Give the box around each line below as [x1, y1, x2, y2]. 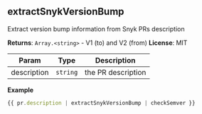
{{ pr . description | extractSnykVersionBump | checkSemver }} [7, 99, 196, 106]
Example [7, 85, 34, 94]
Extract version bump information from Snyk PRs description [7, 24, 185, 33]
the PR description [84, 67, 147, 77]
